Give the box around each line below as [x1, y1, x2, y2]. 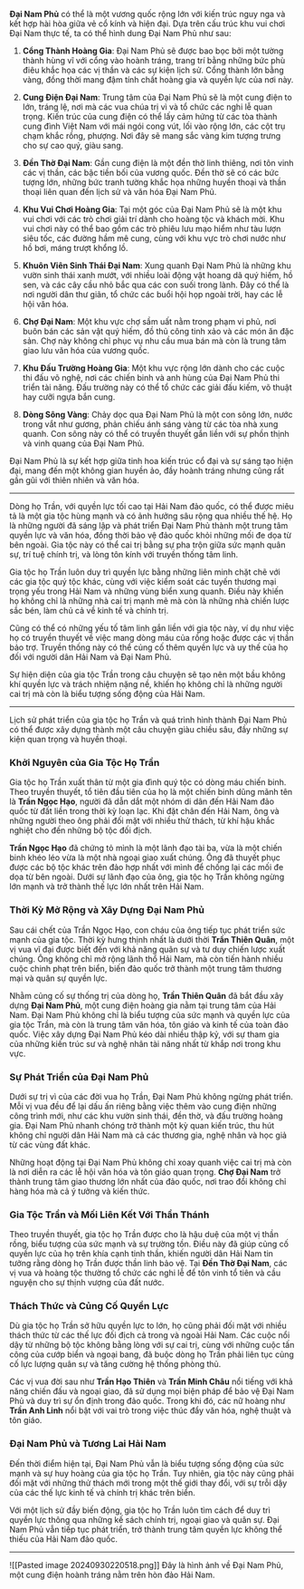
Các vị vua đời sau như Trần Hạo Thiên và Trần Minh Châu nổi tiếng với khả [9, 1376, 293, 1387]
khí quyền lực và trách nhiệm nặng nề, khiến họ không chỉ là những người [9, 679, 283, 689]
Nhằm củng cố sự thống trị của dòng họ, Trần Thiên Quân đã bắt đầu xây [9, 990, 284, 1001]
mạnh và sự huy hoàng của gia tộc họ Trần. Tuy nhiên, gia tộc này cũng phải [9, 1468, 294, 1478]
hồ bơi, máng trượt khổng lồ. [22, 243, 128, 253]
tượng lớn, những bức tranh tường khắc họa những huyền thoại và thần [22, 177, 287, 188]
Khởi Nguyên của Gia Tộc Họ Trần [9, 756, 160, 769]
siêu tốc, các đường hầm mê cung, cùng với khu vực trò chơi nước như [22, 233, 287, 244]
